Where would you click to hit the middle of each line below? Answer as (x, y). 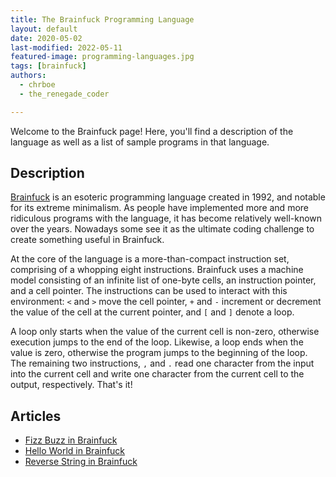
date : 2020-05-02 (46, 38)
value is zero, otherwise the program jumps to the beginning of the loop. (159, 353)
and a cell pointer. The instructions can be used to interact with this (149, 291)
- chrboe (37, 85)
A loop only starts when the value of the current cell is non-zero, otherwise (165, 332)
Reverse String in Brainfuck (81, 462)
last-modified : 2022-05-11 (66, 47)
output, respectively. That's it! (71, 385)
